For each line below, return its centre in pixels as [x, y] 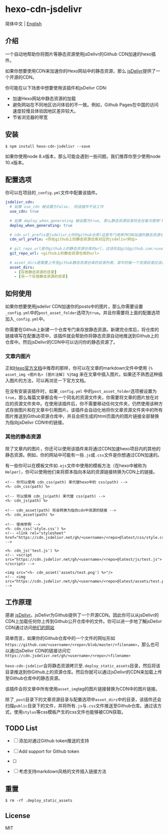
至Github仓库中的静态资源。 [34, 678]
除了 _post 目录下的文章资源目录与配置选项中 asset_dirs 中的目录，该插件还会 [83, 699]
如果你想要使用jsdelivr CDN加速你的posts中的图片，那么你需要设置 [74, 307]
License [18, 816]
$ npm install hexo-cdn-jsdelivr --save [48, 146]
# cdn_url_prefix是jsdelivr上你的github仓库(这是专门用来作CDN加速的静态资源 [85, 235]
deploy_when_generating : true [41, 225]
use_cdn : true [24, 212]
